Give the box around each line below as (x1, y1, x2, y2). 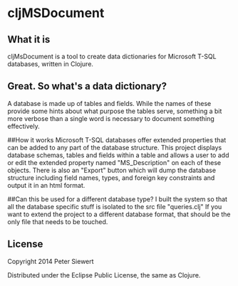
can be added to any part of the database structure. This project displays (7, 143, 222, 152)
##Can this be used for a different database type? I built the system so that (7, 194, 228, 203)
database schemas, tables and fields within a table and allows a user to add (7, 151, 229, 159)
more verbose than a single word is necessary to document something (7, 114, 215, 122)
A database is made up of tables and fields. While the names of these (7, 99, 212, 107)
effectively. (7, 122, 41, 130)
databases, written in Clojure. (7, 60, 94, 68)
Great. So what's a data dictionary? (7, 80, 167, 92)
